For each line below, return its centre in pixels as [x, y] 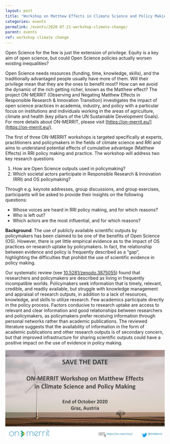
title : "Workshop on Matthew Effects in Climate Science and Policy [79, 16]
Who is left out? [29, 215]
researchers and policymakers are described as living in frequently [75, 278]
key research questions [30, 158]
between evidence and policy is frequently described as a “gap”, [72, 252]
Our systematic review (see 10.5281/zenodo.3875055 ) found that [73, 273]
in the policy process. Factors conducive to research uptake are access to [82, 305]
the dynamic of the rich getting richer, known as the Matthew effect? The [81, 89]
